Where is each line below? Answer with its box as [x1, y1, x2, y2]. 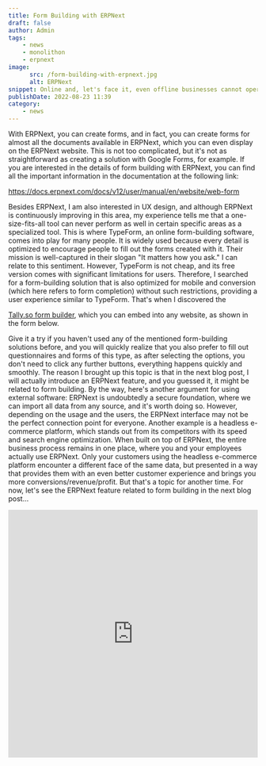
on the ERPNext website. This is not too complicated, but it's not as [8, 146, 227, 155]
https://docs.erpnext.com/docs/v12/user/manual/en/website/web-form [8, 187, 240, 196]
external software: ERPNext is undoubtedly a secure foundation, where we [8, 393, 251, 402]
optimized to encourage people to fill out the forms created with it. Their [8, 244, 244, 254]
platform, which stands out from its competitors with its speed [44, 427, 248, 436]
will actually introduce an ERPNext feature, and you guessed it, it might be [8, 376, 249, 385]
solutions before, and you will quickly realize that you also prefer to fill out [8, 343, 249, 351]
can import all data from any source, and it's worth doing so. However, [8, 401, 237, 411]
